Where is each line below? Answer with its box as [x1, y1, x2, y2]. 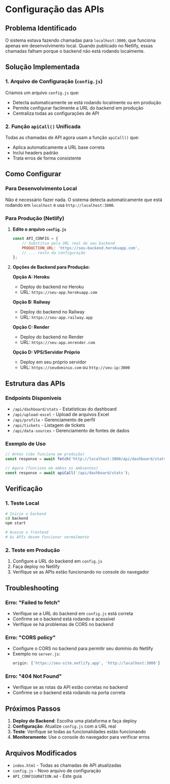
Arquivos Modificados [5, 748, 77, 758]
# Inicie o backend [5, 511, 47, 516]
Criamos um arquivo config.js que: [5, 89, 79, 96]
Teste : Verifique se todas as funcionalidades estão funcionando [12, 729, 146, 735]
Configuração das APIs [5, 4, 105, 15]
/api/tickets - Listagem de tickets [12, 422, 86, 428]
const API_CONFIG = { [12, 236, 58, 241]
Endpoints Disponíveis [5, 394, 62, 401]
